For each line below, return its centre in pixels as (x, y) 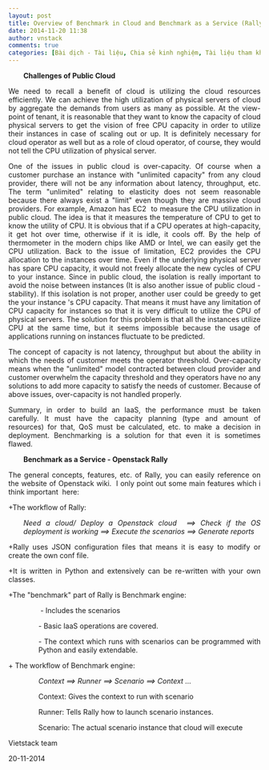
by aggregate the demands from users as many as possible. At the (124, 108)
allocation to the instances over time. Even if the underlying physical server (134, 260)
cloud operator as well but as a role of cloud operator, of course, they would (134, 142)
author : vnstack (35, 38)
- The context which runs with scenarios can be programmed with (150, 642)
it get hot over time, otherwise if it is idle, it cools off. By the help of (134, 234)
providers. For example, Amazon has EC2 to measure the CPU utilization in (134, 209)
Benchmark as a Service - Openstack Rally (96, 459)
